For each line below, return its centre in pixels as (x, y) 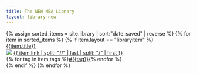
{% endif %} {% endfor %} (38, 65)
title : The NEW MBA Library (40, 11)
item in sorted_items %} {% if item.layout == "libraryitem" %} (80, 40)
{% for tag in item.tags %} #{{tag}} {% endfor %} (64, 59)
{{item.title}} (21, 46)
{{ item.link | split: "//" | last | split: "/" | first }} (68, 52)
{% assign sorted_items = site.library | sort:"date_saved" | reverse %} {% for (98, 33)
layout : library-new (31, 17)
